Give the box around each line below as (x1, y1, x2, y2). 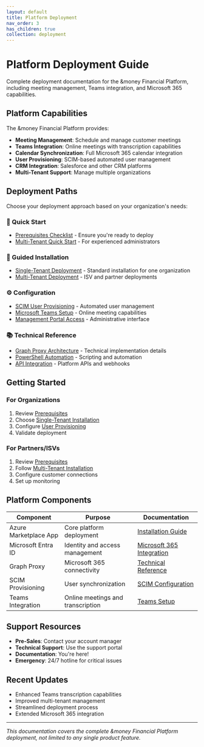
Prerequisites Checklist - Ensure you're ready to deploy (15, 231, 154, 238)
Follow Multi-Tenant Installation (15, 464, 93, 471)
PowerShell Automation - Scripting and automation (15, 353, 142, 361)
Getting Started (6, 378, 66, 388)
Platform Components (6, 495, 92, 506)
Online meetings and (64, 593, 123, 602)
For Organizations (6, 396, 61, 405)
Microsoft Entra (9, 541, 53, 549)
